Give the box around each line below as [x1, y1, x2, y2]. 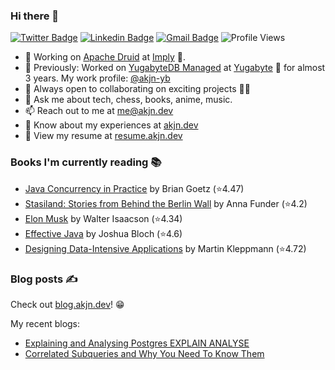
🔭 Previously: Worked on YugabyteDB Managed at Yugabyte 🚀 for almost [24, 62, 326, 74]
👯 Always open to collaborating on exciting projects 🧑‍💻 [24, 83, 251, 95]
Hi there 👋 [10, 9, 60, 23]
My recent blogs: [10, 317, 81, 329]
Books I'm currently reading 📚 [10, 155, 162, 169]
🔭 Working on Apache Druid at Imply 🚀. [24, 51, 187, 63]
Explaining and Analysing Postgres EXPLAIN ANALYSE [24, 337, 250, 349]
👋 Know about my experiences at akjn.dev [24, 119, 199, 131]
